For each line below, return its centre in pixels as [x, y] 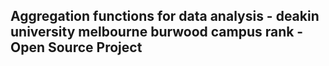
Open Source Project [76, 47]
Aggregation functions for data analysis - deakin [165, 16]
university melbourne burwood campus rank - [157, 32]
